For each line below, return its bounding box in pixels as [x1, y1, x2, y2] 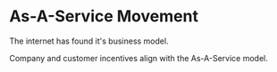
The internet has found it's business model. [9, 36, 169, 46]
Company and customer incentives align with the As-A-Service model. [9, 52, 268, 63]
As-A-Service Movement [9, 6, 199, 27]
